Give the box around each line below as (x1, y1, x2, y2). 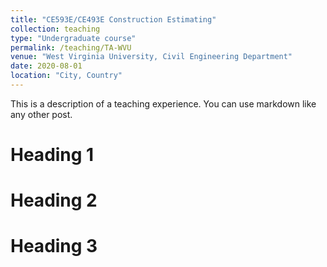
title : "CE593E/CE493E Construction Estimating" (10, 14, 217, 25)
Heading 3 (10, 235, 98, 258)
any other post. (10, 108, 73, 120)
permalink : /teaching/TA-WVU (10, 42, 132, 53)
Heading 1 (10, 144, 95, 166)
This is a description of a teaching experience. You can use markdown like (10, 97, 317, 110)
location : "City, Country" (10, 71, 123, 81)
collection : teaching (10, 24, 101, 34)
